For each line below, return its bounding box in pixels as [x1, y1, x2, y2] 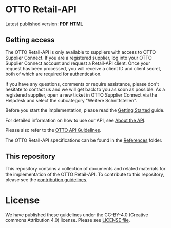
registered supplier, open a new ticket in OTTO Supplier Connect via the [5, 91, 158, 98]
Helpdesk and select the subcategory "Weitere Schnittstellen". [5, 97, 138, 103]
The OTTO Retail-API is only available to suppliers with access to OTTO [5, 49, 156, 55]
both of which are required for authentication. [5, 71, 102, 77]
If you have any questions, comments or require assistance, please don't [5, 81, 159, 87]
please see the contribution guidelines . [5, 176, 88, 183]
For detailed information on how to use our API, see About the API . [5, 117, 146, 123]
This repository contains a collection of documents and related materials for [5, 165, 166, 172]
